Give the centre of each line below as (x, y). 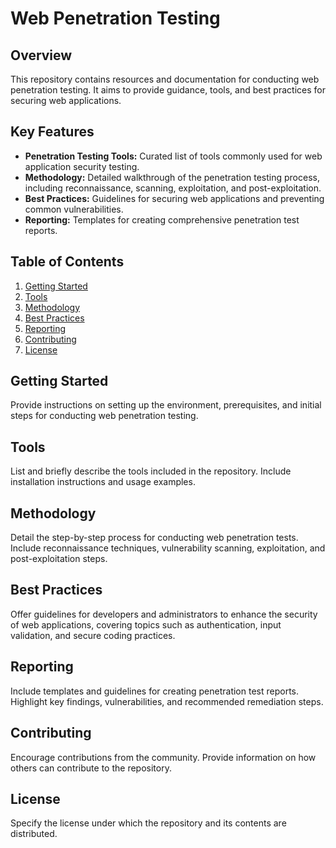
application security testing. (82, 166)
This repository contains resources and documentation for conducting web (165, 79)
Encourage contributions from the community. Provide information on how (163, 757)
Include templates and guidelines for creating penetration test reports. (154, 691)
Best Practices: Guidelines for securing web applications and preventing (174, 198)
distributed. (34, 834)
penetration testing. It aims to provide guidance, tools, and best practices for (168, 90)
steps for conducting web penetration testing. (104, 416)
